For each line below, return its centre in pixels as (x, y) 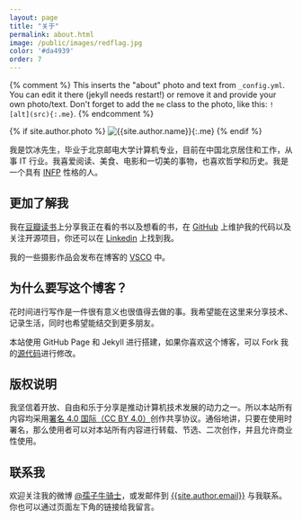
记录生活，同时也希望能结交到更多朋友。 (84, 323)
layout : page (34, 18)
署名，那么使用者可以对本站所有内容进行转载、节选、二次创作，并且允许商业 (151, 430)
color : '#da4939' (42, 51)
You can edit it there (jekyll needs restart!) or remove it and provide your (143, 94)
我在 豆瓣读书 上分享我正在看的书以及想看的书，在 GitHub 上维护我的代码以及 (151, 227)
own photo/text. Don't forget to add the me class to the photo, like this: (138, 104)
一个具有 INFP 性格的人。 (56, 172)
